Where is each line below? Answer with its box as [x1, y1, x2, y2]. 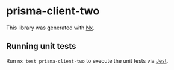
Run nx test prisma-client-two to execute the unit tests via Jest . [6, 57, 169, 64]
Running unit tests [6, 41, 76, 51]
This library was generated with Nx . [6, 24, 95, 31]
